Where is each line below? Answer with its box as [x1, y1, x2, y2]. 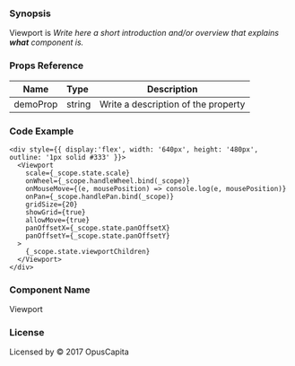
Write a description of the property [100, 98, 246, 110]
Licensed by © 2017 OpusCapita [9, 346, 130, 357]
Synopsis [9, 7, 51, 20]
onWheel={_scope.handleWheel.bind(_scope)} [25, 176, 191, 186]
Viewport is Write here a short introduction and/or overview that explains [9, 28, 280, 39]
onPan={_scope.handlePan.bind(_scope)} [25, 192, 175, 201]
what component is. [9, 37, 84, 48]
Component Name [9, 283, 91, 296]
